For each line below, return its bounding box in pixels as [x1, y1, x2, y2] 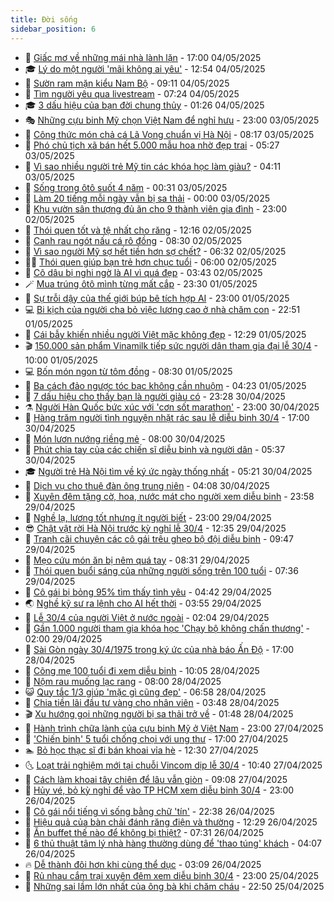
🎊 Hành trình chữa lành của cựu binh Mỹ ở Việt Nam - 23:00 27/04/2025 [24, 722, 324, 734]
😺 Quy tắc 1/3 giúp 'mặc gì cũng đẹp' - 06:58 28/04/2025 [24, 686, 267, 698]
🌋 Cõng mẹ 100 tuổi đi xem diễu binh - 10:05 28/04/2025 [24, 664, 260, 676]
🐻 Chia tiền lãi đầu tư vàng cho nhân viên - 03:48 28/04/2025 [24, 696, 280, 708]
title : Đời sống [10, 14, 78, 25]
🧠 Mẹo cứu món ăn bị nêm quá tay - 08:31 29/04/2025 [24, 554, 250, 566]
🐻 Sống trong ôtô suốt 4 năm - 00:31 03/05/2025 [24, 181, 228, 193]
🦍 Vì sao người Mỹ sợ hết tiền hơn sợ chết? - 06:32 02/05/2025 [24, 245, 287, 257]
